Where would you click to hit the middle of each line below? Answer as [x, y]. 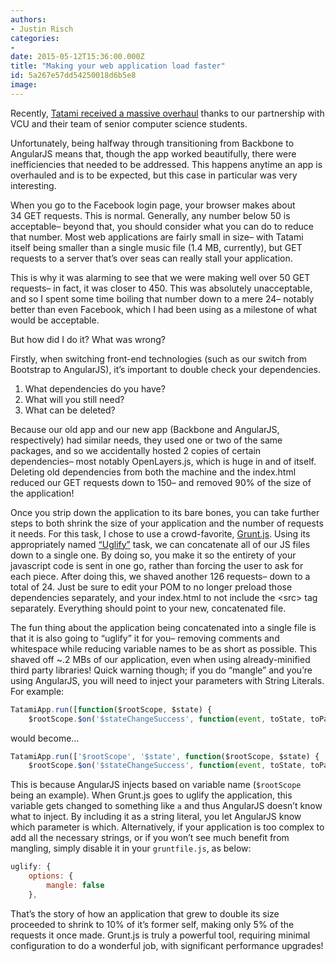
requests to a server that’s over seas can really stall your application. [151, 258]
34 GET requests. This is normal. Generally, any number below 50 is [150, 215]
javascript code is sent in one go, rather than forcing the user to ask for [157, 565]
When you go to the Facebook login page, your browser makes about [153, 205]
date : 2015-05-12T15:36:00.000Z [77, 57]
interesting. [33, 185]
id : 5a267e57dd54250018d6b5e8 [73, 76]
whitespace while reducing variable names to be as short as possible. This [164, 648]
